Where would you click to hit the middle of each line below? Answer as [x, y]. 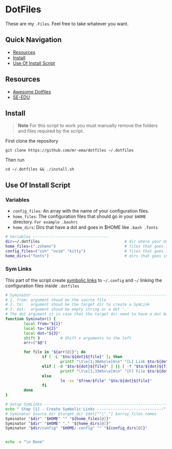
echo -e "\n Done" [25, 442]
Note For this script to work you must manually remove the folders [88, 126]
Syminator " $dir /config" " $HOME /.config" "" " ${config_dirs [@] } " [77, 428]
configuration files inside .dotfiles [42, 286]
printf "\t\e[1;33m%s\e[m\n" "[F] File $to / [109, 371]
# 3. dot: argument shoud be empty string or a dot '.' [67, 309]
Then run [15, 160]
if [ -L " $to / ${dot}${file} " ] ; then [82, 357]
